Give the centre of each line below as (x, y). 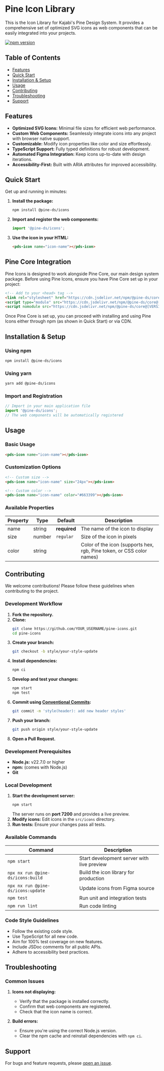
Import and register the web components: (55, 219)
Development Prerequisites (38, 751)
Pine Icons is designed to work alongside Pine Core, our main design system (82, 274)
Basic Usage (20, 444)
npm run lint (23, 906)
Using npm (18, 350)
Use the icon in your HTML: (40, 238)
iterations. (22, 159)
